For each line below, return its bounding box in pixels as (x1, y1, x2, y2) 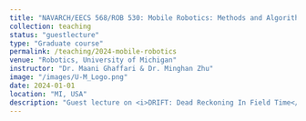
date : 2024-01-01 (9, 81, 76, 90)
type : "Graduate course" (9, 38, 104, 48)
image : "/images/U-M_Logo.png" (9, 73, 128, 82)
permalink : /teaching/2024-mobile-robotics (9, 47, 178, 56)
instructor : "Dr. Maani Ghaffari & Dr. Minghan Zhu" (9, 65, 214, 74)
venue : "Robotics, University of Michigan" (9, 55, 178, 65)
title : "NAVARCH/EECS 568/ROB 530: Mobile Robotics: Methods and (9, 13, 262, 23)
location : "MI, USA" (9, 89, 88, 98)
